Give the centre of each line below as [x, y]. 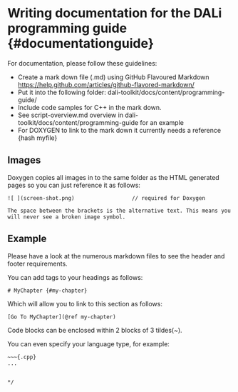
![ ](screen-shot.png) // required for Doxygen [106, 198]
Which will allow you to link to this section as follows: [85, 303]
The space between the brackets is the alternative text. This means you [119, 211]
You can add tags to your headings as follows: [75, 277]
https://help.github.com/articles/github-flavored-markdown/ [106, 84]
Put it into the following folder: [62, 92]
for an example [162, 122]
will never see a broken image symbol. [67, 217]
